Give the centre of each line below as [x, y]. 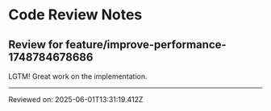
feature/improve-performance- [146, 45]
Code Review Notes [75, 15]
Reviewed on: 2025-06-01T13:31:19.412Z [76, 99]
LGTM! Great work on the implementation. [78, 76]
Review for [36, 45]
